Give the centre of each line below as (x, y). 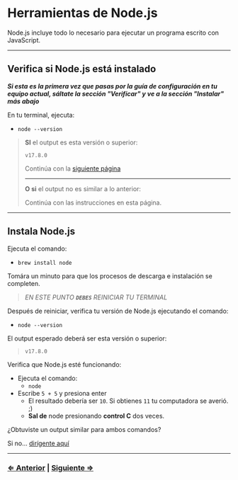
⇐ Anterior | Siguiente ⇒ (51, 468)
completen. (24, 283)
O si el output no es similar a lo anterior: (83, 188)
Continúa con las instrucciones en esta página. (93, 202)
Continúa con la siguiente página (73, 168)
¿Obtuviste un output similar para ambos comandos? (84, 429)
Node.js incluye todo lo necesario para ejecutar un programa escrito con (113, 33)
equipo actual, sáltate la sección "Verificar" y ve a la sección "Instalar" (116, 93)
